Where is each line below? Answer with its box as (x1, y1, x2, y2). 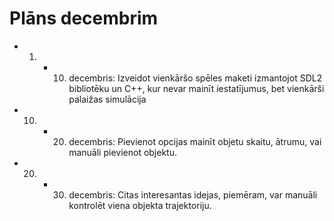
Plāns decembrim (9, 7, 159, 30)
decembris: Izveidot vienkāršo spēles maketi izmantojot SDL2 (68, 72, 323, 84)
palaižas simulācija (68, 93, 147, 105)
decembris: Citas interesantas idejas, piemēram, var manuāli (68, 188, 318, 201)
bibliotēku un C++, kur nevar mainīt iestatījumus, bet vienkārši (68, 82, 325, 94)
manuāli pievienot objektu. (68, 146, 177, 158)
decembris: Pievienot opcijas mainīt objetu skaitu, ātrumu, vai (68, 135, 322, 147)
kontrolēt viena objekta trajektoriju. (68, 199, 212, 211)
